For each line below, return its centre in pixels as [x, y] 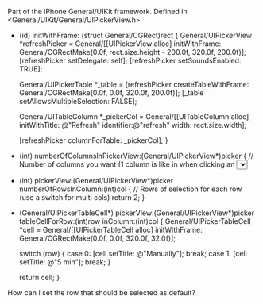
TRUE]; [31, 69]
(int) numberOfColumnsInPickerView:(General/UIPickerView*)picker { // [136, 156]
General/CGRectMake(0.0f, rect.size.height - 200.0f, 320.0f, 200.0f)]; [133, 52]
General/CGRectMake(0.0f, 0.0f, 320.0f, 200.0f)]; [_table [111, 93]
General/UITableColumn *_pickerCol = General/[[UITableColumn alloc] [134, 117]
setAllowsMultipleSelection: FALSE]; [78, 101]
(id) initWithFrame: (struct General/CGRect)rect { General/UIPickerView [135, 35]
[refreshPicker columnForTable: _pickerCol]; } [93, 140]
